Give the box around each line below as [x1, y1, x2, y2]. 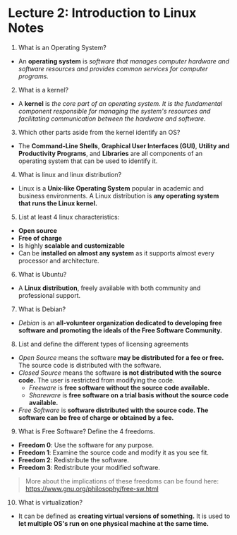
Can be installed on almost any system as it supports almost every [18, 248, 214, 257]
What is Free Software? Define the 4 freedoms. [18, 427, 155, 435]
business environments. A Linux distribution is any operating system [18, 191, 219, 200]
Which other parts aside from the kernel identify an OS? [18, 128, 181, 136]
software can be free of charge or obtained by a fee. [18, 413, 174, 421]
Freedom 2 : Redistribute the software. [18, 455, 129, 464]
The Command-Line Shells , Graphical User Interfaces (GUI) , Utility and [18, 141, 230, 150]
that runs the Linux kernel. [18, 199, 98, 208]
